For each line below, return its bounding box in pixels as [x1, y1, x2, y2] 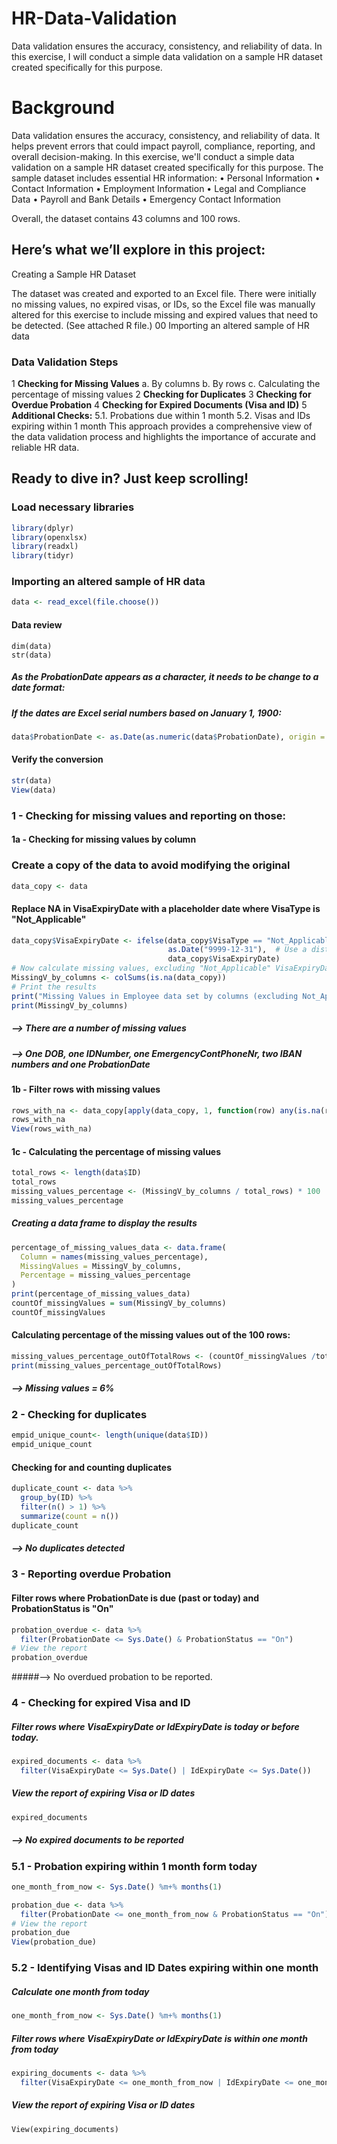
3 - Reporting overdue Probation [11, 1567, 172, 1581]
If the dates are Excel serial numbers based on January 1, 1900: [11, 707, 282, 719]
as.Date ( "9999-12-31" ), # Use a [167, 945, 308, 955]
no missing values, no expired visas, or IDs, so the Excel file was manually [11, 298, 316, 310]
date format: [11, 682, 66, 694]
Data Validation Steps [11, 355, 119, 369]
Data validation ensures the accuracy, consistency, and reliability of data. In [11, 40, 323, 52]
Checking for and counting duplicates [11, 1461, 172, 1473]
